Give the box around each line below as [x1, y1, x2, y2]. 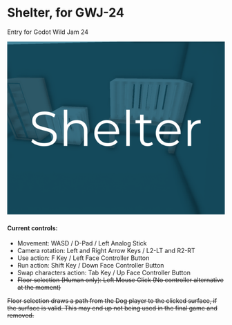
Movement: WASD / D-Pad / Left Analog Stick [17, 239, 147, 248]
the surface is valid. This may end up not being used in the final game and [7, 304, 217, 313]
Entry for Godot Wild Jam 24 [7, 28, 88, 36]
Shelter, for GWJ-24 [7, 5, 124, 21]
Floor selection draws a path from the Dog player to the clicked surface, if [7, 297, 217, 305]
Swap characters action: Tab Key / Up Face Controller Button [17, 268, 191, 277]
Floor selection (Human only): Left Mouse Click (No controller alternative [17, 276, 224, 284]
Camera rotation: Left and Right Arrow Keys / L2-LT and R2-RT [17, 247, 195, 255]
